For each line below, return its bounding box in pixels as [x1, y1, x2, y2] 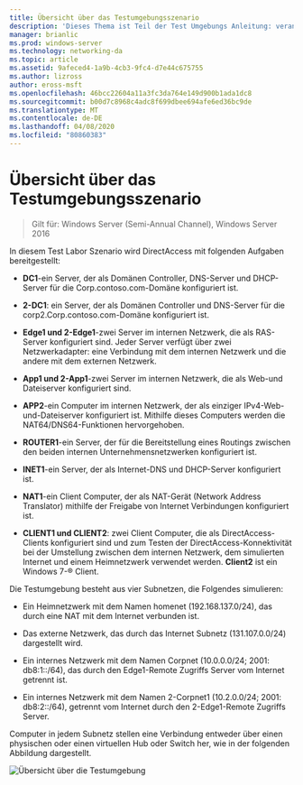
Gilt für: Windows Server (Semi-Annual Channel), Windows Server [31, 218, 278, 229]
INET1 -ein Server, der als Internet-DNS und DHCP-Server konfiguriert [22, 464, 281, 475]
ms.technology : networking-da [9, 47, 124, 56]
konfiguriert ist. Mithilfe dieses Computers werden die [85, 410, 286, 420]
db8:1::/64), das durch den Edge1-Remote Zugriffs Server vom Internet [22, 664, 285, 675]
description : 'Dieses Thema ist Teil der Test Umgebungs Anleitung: [9, 22, 272, 31]
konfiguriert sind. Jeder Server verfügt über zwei [49, 336, 232, 347]
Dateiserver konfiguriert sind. [22, 383, 132, 393]
